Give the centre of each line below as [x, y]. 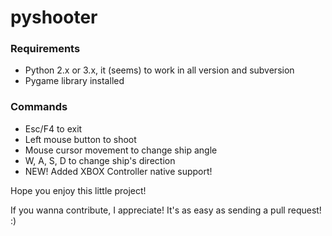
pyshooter [54, 17]
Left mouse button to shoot [80, 139]
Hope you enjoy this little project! [78, 190]
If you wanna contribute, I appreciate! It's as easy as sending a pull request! [166, 210]
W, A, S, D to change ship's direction [100, 160]
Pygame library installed [74, 81]
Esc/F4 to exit [53, 128]
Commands [39, 107]
